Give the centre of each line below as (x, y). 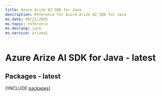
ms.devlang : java (23, 28)
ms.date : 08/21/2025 (27, 19)
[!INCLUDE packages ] (28, 88)
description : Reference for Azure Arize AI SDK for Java (66, 14)
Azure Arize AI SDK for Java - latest (80, 58)
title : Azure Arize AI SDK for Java (43, 10)
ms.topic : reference (27, 24)
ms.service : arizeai (27, 33)
